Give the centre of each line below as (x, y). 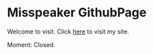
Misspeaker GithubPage (77, 13)
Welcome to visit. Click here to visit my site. (68, 31)
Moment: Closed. (31, 44)
